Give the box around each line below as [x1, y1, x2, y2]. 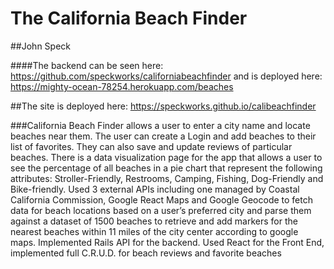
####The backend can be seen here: [10, 59, 164, 71]
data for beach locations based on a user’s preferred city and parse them [10, 204, 312, 216]
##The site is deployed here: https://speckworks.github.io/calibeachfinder [10, 100, 317, 112]
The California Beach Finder [10, 7, 248, 30]
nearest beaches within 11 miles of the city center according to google [10, 225, 299, 237]
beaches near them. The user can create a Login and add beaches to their [10, 130, 317, 142]
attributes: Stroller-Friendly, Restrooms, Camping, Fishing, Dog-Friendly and [10, 172, 324, 184]
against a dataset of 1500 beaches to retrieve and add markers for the [10, 215, 298, 227]
